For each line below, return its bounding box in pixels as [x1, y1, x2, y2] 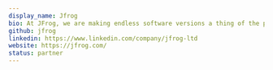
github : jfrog [8, 27, 57, 35]
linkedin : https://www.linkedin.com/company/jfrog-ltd [8, 34, 198, 43]
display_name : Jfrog [8, 11, 79, 20]
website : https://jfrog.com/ [8, 42, 107, 50]
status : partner [8, 49, 63, 57]
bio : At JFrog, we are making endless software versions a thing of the [8, 19, 260, 27]
